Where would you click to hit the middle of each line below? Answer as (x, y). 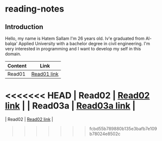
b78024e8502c (105, 134)
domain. (13, 54)
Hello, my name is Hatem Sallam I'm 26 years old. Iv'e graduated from (75, 38)
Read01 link (45, 74)
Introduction (24, 27)
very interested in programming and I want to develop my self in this (73, 49)
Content (17, 66)
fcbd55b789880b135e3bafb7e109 (123, 128)
